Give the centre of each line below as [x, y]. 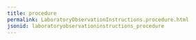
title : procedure [32, 13]
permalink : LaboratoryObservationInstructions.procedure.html [98, 20]
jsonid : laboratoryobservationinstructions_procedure [86, 26]
